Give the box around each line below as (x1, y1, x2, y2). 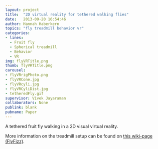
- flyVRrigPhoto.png (5, 72, 49, 77)
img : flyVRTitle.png (5, 58, 49, 63)
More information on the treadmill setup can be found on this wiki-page (5, 133, 153, 139)
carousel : (5, 68, 26, 73)
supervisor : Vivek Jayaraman (5, 95, 66, 100)
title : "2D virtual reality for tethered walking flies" (5, 12, 129, 17)
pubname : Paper (5, 109, 37, 115)
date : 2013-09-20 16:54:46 (5, 16, 66, 21)
